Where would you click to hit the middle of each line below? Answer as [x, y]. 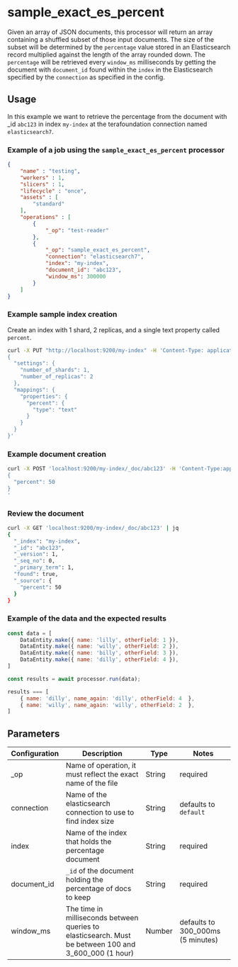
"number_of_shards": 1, [55, 370]
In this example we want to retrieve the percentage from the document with [117, 116]
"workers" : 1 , [42, 178]
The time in [85, 909]
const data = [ [30, 633]
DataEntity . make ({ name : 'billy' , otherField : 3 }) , [100, 653]
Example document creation [57, 454]
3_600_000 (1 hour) [100, 954]
